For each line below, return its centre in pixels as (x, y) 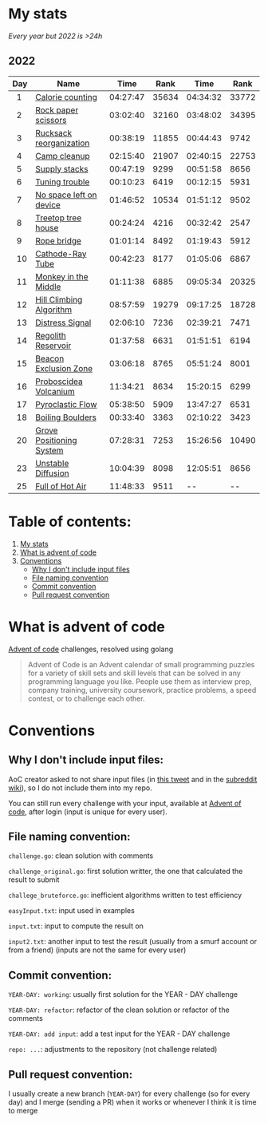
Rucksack (54, 132)
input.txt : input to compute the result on (76, 926)
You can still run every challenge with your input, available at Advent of (125, 803)
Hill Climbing (59, 299)
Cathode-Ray (61, 254)
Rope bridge (59, 240)
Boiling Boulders (66, 417)
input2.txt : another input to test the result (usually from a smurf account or (133, 942)
